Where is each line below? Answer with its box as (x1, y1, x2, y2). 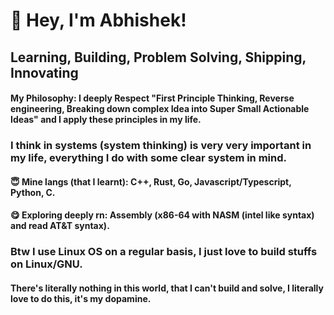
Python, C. (10, 186, 56, 198)
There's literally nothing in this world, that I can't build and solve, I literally (10, 282, 324, 294)
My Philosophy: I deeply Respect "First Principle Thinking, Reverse (10, 92, 295, 104)
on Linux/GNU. (10, 257, 83, 271)
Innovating (10, 64, 79, 81)
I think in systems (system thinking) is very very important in (10, 139, 312, 153)
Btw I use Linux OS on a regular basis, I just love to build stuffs (10, 245, 318, 259)
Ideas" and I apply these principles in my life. (10, 114, 202, 126)
